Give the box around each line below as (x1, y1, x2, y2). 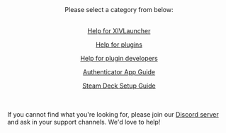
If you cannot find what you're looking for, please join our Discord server (7, 110, 219, 118)
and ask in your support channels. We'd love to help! (7, 118, 161, 126)
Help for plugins (95, 40, 143, 49)
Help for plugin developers (80, 54, 158, 62)
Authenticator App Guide (82, 68, 156, 76)
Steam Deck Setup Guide (82, 81, 156, 90)
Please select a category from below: (64, 6, 174, 13)
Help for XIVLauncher (87, 27, 151, 35)
